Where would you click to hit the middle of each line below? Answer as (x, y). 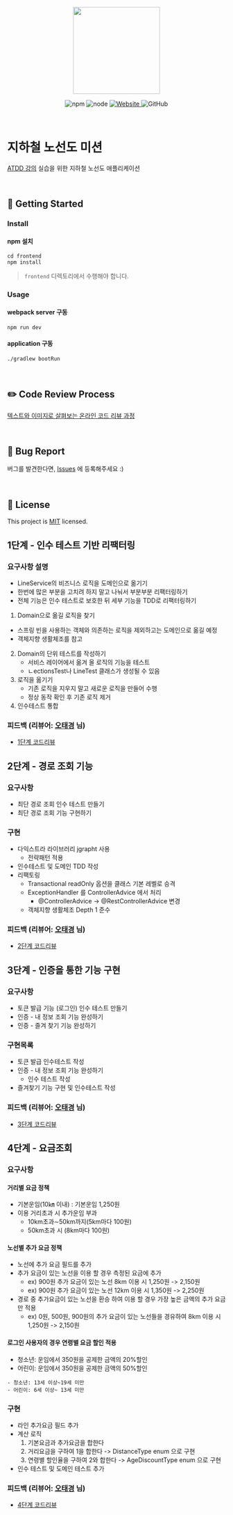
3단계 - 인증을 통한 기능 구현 (64, 970)
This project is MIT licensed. (48, 521)
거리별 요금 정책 (28, 1187)
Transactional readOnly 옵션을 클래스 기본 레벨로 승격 (101, 884)
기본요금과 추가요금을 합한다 (66, 1442)
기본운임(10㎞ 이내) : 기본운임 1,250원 (68, 1205)
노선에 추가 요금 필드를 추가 (54, 1264)
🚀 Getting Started (45, 204)
